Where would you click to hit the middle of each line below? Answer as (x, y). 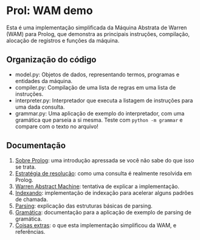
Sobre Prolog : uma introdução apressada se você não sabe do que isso (105, 160)
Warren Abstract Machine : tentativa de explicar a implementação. (97, 186)
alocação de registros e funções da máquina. (63, 40)
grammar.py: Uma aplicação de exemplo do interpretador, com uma (100, 113)
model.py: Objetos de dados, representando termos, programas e (97, 75)
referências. (30, 231)
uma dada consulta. (40, 107)
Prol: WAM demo (50, 11)
